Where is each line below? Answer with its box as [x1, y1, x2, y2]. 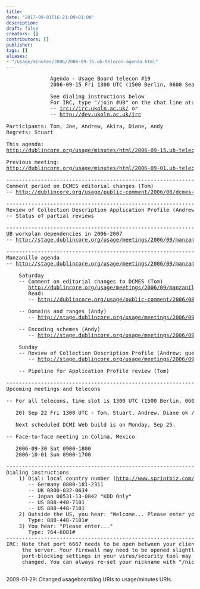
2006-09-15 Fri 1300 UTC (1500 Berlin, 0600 [50, 81, 183, 88]
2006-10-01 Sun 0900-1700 [15, 451, 91, 458]
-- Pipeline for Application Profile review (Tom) [18, 368, 170, 374]
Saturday [18, 272, 45, 279]
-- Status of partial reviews [6, 212, 95, 219]
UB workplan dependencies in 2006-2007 [6, 230, 123, 237]
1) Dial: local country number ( [18, 475, 117, 482]
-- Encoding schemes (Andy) [18, 326, 101, 332]
